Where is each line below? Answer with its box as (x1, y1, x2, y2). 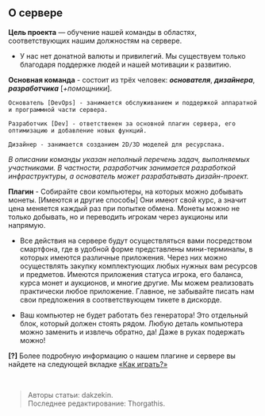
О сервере (8, 6, 63, 20)
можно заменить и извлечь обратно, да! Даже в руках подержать (19, 327, 245, 337)
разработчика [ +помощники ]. (8, 83, 113, 93)
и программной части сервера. (8, 106, 109, 114)
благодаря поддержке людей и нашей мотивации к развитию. (19, 60, 232, 69)
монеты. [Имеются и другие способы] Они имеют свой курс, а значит (8, 195, 248, 205)
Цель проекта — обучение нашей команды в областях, (8, 27, 197, 37)
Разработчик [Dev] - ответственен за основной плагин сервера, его (8, 119, 236, 128)
